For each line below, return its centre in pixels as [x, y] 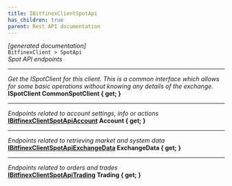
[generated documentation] [47, 46]
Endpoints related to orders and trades [63, 168]
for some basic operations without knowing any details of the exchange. [111, 86]
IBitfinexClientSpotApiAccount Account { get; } [77, 121]
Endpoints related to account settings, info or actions [83, 114]
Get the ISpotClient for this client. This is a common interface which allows [114, 79]
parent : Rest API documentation [54, 26]
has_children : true [36, 20]
